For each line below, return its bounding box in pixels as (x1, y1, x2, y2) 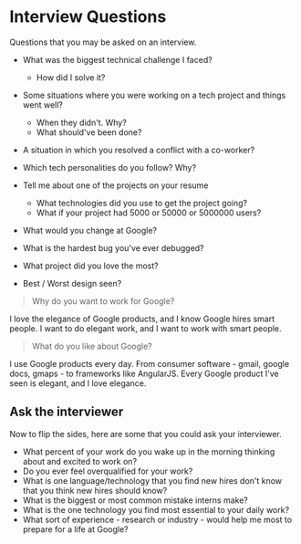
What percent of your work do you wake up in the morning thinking (22, 445, 275, 457)
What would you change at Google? (22, 225, 158, 235)
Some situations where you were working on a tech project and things (22, 89, 286, 100)
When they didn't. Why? (36, 117, 128, 128)
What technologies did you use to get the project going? (36, 197, 248, 208)
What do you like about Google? (31, 340, 152, 351)
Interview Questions (9, 6, 167, 27)
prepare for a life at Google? (22, 523, 130, 535)
